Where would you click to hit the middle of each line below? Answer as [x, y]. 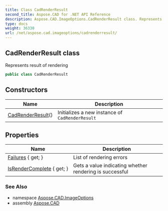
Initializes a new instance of [90, 112]
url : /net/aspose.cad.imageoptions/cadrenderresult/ [61, 33]
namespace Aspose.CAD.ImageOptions [53, 198]
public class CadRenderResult [37, 74]
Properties [22, 135]
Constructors [26, 90]
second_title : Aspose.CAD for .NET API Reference [58, 14]
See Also [16, 187]
